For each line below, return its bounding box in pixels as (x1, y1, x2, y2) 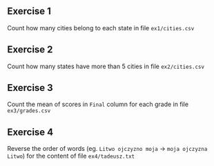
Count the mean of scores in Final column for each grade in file (7, 100, 188, 109)
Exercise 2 (7, 44, 53, 56)
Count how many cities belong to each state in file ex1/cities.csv (7, 23, 195, 32)
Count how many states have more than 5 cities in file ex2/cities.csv (7, 62, 205, 70)
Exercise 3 (7, 82, 53, 94)
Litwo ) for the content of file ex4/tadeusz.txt (7, 152, 135, 160)
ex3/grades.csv (7, 107, 51, 114)
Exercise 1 (7, 6, 52, 17)
